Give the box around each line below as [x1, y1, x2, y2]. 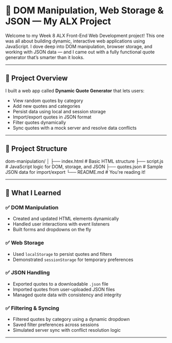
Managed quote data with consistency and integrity [12, 292, 122, 298]
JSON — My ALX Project [5, 15, 111, 27]
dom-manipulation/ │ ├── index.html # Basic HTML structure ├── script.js [5, 158, 164, 164]
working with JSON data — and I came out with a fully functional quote [5, 49, 155, 55]
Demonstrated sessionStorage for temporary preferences [12, 256, 134, 263]
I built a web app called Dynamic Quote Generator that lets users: [5, 87, 145, 94]
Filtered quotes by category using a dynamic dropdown [12, 316, 130, 322]
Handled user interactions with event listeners [12, 221, 110, 227]
